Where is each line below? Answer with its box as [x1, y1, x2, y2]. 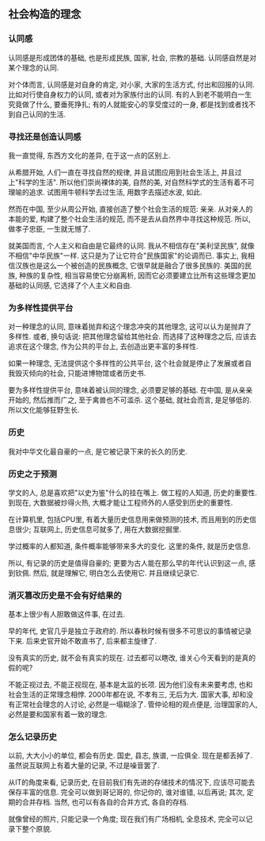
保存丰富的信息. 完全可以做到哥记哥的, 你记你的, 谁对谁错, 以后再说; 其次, [8, 788, 245, 797]
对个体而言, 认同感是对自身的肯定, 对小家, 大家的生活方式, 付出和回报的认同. [8, 79, 255, 89]
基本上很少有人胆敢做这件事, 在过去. [8, 609, 126, 619]
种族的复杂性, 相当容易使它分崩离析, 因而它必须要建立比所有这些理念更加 [18, 271, 256, 280]
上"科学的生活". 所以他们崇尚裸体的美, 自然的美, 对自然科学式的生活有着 [8, 177, 241, 186]
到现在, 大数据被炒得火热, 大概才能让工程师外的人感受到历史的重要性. [8, 497, 233, 507]
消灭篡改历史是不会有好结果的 [8, 589, 123, 601]
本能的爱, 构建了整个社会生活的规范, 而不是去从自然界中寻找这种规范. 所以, [8, 213, 251, 224]
